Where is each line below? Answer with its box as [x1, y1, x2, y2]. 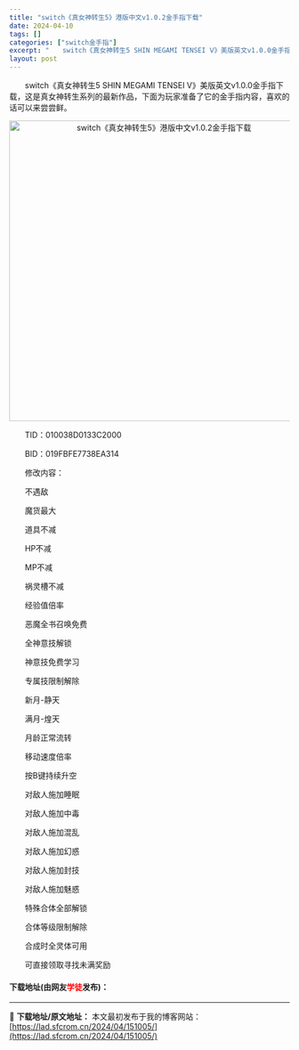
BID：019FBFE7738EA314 [24, 449, 119, 459]
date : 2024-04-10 [9, 21, 74, 30]
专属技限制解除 [24, 676, 80, 686]
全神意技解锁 [24, 638, 72, 648]
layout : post [9, 54, 58, 63]
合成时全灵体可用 [24, 940, 87, 951]
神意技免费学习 [24, 656, 80, 667]
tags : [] [9, 29, 42, 38]
